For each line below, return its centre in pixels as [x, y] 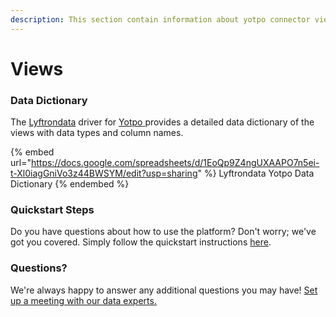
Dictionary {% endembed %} [70, 184]
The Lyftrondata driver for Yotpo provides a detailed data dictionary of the [162, 122]
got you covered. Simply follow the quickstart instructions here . [141, 242]
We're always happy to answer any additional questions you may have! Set [164, 290]
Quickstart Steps [52, 210]
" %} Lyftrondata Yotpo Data [256, 173]
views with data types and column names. [97, 133]
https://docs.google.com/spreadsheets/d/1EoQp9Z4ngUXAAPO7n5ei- [175, 163]
